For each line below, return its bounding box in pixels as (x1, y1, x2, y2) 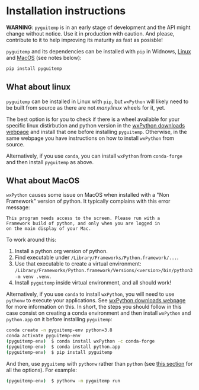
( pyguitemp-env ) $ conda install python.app (6, 344, 120, 350)
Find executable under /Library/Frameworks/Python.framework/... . (14, 254, 179, 261)
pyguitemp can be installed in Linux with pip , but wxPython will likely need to (6, 98, 189, 105)
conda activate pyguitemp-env (6, 333, 81, 339)
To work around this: (6, 236, 57, 244)
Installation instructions (6, 4, 126, 18)
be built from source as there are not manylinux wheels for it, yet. (6, 104, 166, 111)
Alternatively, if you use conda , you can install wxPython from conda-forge (6, 152, 182, 159)
